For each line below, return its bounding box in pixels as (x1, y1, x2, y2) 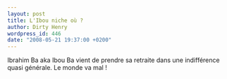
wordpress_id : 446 (7, 30, 61, 37)
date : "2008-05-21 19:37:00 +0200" (7, 37, 112, 44)
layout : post (7, 10, 46, 18)
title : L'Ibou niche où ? (7, 17, 83, 24)
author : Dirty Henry (7, 23, 68, 30)
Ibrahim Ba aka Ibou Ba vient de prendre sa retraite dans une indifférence (7, 56, 220, 64)
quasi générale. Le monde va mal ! (7, 63, 107, 72)
